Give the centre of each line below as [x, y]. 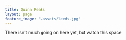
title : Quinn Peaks [25, 10]
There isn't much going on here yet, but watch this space [63, 33]
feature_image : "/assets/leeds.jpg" [43, 19]
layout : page [19, 14]
